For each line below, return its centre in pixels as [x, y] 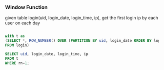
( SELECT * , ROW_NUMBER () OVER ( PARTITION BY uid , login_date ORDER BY [78, 41]
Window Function [26, 7]
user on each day [23, 23]
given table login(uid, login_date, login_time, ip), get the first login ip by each [82, 18]
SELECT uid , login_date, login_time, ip [47, 54]
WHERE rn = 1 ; [17, 63]
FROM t [12, 58]
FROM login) [17, 45]
